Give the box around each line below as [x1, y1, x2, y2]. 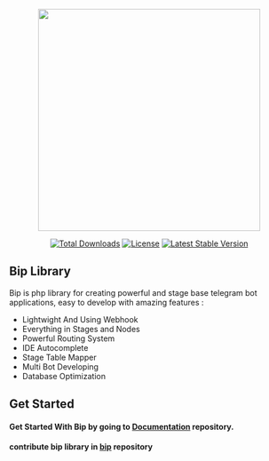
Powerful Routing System [21, 333, 115, 344]
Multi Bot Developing [21, 361, 99, 372]
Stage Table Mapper [21, 352, 97, 362]
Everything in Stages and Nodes [21, 323, 140, 334]
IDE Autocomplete [21, 342, 89, 353]
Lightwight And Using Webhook [21, 314, 138, 324]
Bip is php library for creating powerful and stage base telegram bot [9, 287, 257, 298]
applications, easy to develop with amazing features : [9, 297, 204, 307]
